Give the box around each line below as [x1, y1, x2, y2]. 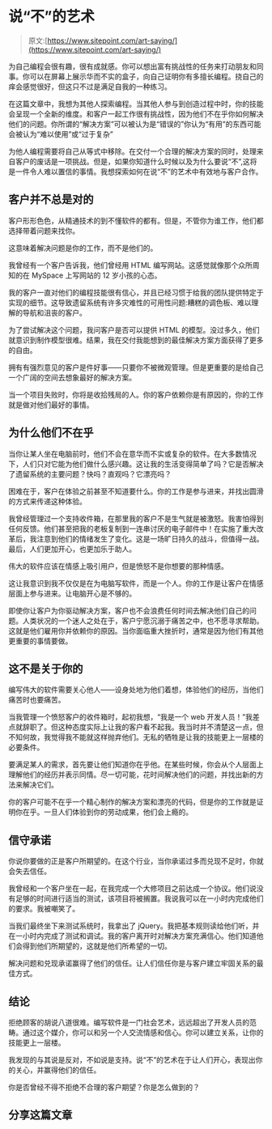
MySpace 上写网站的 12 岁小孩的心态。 [31, 270, 162, 280]
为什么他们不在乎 [8, 426, 94, 439]
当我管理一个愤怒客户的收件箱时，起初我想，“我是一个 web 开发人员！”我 [8, 712, 253, 722]
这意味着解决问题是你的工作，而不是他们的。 [8, 243, 158, 253]
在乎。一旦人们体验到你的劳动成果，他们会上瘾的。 [22, 807, 193, 817]
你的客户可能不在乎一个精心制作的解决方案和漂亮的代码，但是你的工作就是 [8, 797, 257, 807]
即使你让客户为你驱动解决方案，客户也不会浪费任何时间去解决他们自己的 [8, 605, 249, 615]
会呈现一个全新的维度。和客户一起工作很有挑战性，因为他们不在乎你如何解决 [8, 108, 264, 118]
